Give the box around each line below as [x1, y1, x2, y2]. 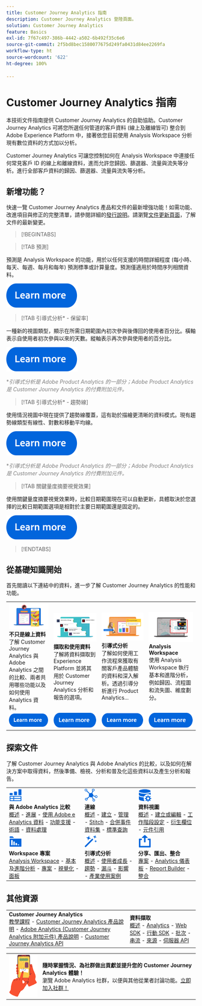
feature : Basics [6, 29, 47, 35]
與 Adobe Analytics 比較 [8, 803, 70, 811]
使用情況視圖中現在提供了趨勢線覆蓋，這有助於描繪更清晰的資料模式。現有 [6, 411, 191, 419]
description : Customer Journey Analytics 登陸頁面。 [6, 16, 136, 22]
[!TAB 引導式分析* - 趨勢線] [20, 399, 88, 406]
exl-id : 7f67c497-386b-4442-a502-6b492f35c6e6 [6, 35, 125, 42]
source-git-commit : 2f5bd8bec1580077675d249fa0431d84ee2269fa [6, 42, 165, 48]
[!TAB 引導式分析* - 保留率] [20, 314, 88, 322]
